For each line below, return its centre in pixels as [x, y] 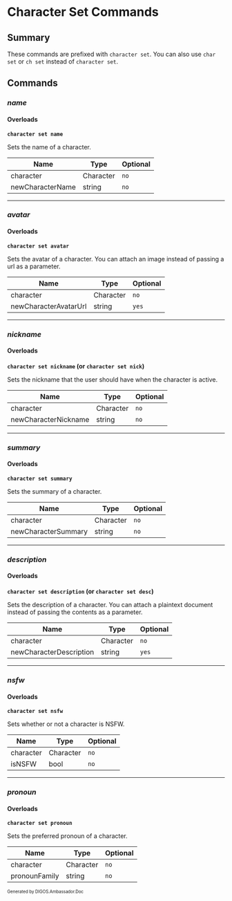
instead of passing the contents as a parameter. [75, 612]
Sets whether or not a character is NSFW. [66, 724]
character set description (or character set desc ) [80, 591]
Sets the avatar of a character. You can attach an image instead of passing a [116, 259]
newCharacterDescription [52, 652]
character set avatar [38, 246]
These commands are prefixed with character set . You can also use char [112, 54]
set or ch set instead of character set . [63, 62]
